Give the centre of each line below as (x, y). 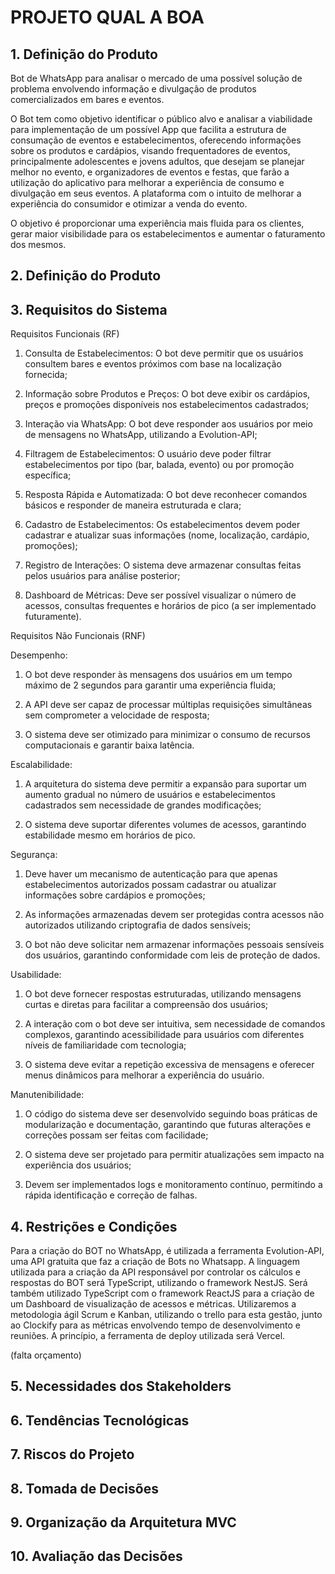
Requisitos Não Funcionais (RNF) (78, 636)
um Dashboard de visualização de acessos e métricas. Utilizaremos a (153, 1304)
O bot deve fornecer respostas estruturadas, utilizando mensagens (163, 994)
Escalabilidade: (41, 765)
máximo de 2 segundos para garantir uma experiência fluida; (150, 685)
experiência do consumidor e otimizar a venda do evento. (129, 204)
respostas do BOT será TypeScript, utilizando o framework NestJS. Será (159, 1283)
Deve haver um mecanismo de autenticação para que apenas (151, 874)
